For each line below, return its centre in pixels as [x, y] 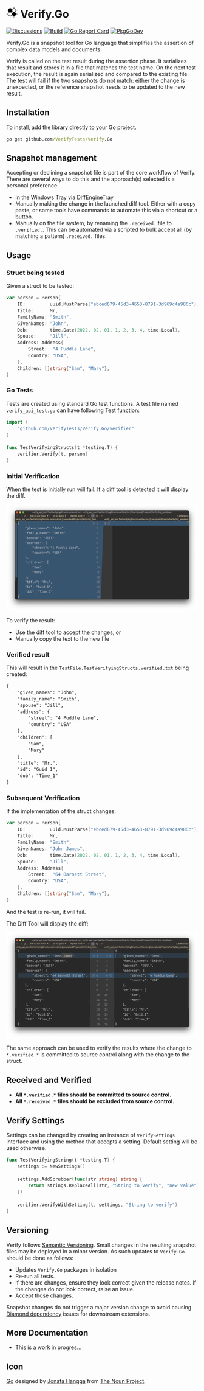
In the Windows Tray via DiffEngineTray [64, 197]
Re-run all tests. [35, 1276]
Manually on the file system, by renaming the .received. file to [93, 223]
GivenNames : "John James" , [51, 849]
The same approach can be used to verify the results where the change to [99, 1048]
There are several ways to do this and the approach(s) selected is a [90, 179]
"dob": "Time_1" [38, 776]
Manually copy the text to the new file [62, 638]
